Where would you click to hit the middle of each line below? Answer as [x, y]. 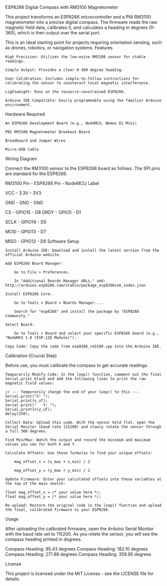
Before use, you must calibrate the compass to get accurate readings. [77, 365]
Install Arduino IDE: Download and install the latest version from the [82, 250]
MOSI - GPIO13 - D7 [26, 232]
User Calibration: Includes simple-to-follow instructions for [72, 79]
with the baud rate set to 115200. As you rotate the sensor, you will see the [82, 534]
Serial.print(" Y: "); [31, 405]
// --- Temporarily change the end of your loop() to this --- [72, 392]
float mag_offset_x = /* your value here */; [53, 492]
